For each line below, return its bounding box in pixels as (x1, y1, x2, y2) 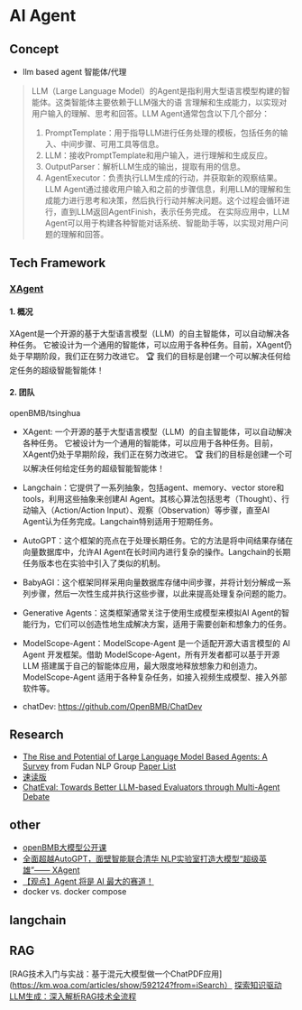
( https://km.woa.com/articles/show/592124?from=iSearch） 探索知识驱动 (9, 979, 282, 990)
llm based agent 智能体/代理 (22, 67, 127, 77)
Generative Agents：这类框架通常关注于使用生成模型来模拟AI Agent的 (22, 607, 282, 618)
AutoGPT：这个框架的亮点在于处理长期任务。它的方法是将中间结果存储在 (22, 534, 293, 546)
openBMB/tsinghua (9, 407, 81, 418)
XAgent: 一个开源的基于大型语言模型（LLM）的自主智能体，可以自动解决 (22, 426, 293, 437)
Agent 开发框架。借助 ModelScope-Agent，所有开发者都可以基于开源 (22, 649, 280, 660)
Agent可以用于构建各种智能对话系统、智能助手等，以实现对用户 (44, 218, 281, 228)
